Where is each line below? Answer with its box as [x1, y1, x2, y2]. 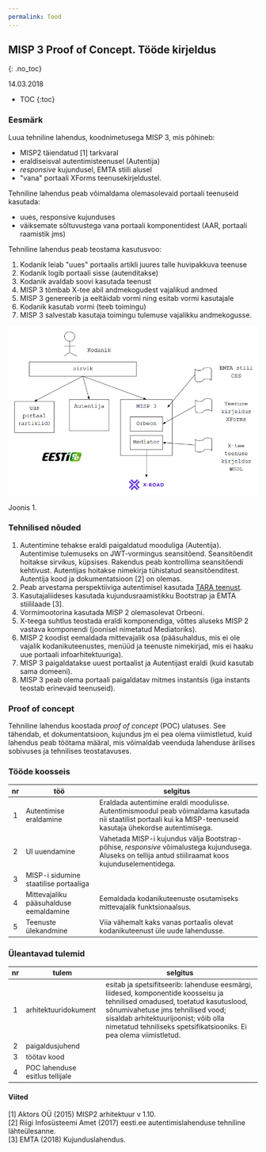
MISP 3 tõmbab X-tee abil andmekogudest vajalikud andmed [19, 285, 218, 295]
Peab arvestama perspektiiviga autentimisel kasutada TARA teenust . [19, 582, 243, 591]
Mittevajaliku [25, 889, 67, 899]
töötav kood [25, 1052, 65, 1062]
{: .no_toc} [8, 64, 42, 74]
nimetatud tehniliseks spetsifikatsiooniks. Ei [105, 1021, 247, 1031]
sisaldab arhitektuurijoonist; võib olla [105, 1013, 225, 1023]
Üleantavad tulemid [8, 948, 85, 959]
